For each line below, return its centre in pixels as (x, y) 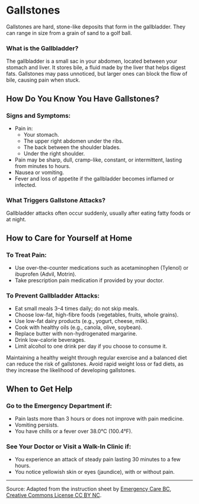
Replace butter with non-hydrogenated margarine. (76, 334)
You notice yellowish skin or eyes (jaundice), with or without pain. (94, 472)
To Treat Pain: (27, 255)
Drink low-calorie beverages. (50, 340)
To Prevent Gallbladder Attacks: (53, 295)
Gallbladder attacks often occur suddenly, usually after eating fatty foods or (99, 213)
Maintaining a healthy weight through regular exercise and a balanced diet (97, 358)
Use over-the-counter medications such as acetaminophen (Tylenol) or (101, 267)
